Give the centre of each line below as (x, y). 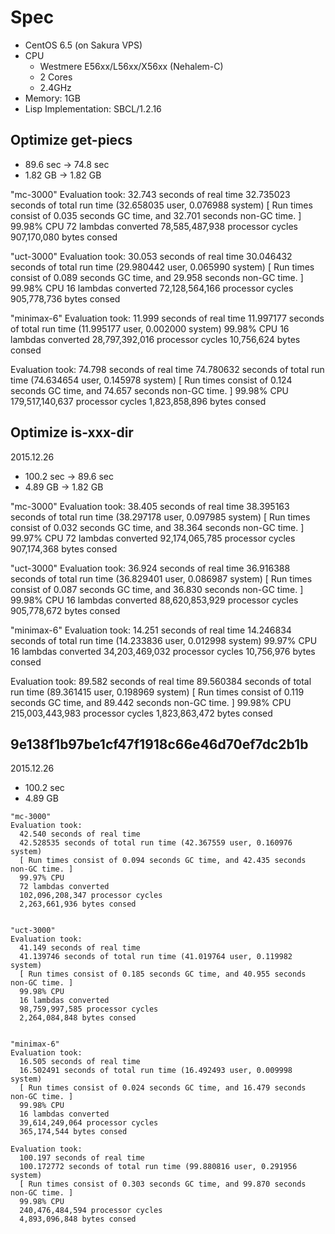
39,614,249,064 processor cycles (89, 1123)
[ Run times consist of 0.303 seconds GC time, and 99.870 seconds (163, 1184)
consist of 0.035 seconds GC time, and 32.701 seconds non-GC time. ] (156, 215)
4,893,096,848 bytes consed (78, 1219)
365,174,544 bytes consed (73, 1132)
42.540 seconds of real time (80, 834)
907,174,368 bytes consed (64, 548)
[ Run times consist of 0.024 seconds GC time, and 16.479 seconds (163, 1088)
